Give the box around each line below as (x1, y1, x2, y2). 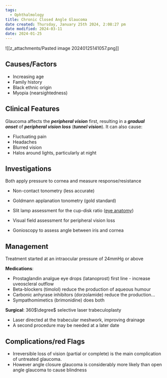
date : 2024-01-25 (5, 31, 42, 36)
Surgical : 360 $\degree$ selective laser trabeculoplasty (5, 307, 122, 313)
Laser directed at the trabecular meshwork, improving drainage (12, 317, 145, 323)
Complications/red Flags (5, 337, 85, 346)
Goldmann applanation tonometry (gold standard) (12, 197, 117, 204)
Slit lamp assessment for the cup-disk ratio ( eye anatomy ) (12, 208, 134, 214)
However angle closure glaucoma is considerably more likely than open (12, 362, 162, 368)
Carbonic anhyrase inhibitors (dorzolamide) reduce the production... (12, 292, 155, 298)
